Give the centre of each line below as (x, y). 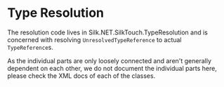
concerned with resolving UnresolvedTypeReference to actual (94, 39)
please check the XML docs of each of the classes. (81, 76)
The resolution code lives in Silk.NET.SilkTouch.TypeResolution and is (108, 32)
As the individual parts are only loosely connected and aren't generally (110, 60)
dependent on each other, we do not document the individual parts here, (112, 68)
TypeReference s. (31, 47)
